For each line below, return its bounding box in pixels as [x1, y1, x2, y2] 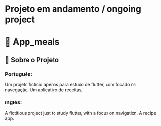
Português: [5, 70, 33, 77]
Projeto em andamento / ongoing [5, 3, 141, 15]
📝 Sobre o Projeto [5, 55, 59, 64]
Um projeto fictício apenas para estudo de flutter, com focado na [5, 82, 136, 88]
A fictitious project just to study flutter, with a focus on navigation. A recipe [5, 110, 156, 116]
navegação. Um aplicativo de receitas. [5, 87, 82, 93]
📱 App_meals [5, 36, 60, 48]
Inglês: [5, 99, 22, 106]
